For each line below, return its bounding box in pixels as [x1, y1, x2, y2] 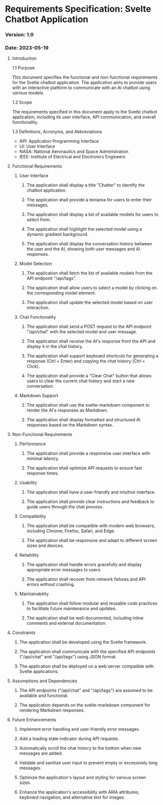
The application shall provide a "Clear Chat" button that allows [26, 373, 152, 379]
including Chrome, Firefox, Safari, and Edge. [26, 528, 115, 534]
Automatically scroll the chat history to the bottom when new [19, 745, 142, 751]
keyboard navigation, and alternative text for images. [19, 794, 126, 800]
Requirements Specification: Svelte [5, 3, 151, 15]
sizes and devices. [26, 543, 64, 548]
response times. [26, 470, 59, 476]
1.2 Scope [12, 99, 33, 106]
